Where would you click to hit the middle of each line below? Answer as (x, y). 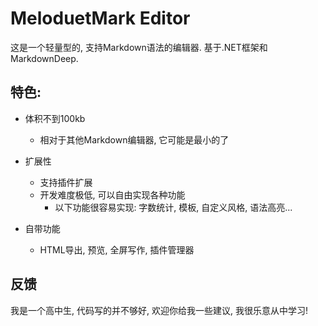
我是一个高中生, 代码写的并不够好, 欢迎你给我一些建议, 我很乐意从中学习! (159, 310)
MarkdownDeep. (44, 58)
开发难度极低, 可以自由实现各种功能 (112, 194)
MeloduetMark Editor (100, 18)
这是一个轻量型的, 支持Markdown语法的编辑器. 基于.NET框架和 (139, 47)
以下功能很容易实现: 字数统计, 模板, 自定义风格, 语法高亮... (173, 207)
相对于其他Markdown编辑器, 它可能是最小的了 (134, 139)
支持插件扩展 (66, 182)
